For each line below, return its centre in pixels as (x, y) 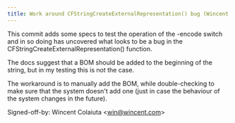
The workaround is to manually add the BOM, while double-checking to (111, 83)
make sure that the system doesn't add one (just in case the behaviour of (114, 91)
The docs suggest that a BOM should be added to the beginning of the (110, 62)
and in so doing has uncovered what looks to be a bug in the (95, 41)
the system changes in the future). (57, 98)
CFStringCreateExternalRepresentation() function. (80, 48)
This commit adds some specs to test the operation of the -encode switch (115, 34)
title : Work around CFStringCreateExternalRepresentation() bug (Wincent (118, 14)
